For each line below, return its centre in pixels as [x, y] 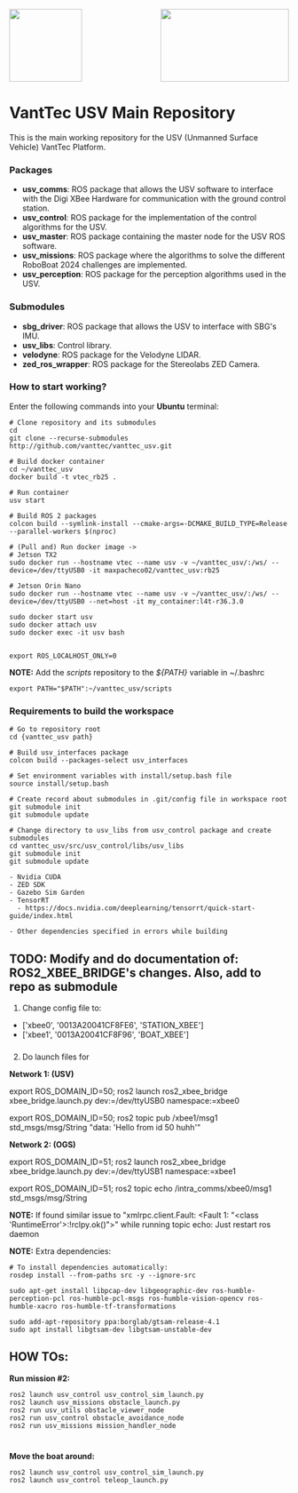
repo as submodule [63, 986]
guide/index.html [41, 916]
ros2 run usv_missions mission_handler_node [93, 1425]
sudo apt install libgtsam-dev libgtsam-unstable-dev [111, 1329]
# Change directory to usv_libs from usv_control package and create [141, 831]
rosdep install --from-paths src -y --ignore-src [103, 1275]
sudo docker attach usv [53, 625]
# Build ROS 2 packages [53, 515]
